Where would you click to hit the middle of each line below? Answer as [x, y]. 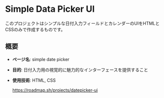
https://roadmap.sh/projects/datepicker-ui [55, 90]
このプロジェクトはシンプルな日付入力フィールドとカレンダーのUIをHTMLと [82, 23]
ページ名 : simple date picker [41, 59]
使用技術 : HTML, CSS [34, 80]
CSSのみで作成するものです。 [35, 29]
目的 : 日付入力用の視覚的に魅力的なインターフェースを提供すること [80, 69]
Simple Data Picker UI [50, 9]
